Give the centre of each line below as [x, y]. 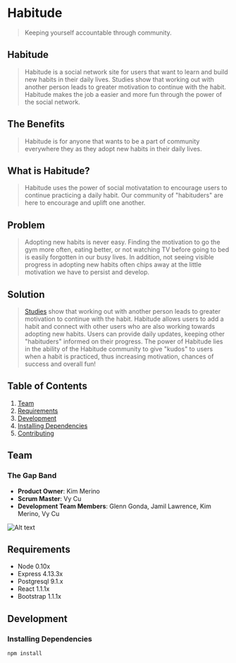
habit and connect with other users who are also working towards [120, 326]
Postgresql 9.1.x [40, 582]
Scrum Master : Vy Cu [49, 498]
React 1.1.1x [33, 589]
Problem [26, 225]
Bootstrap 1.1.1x [39, 597]
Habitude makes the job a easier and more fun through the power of [123, 94]
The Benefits [36, 124]
